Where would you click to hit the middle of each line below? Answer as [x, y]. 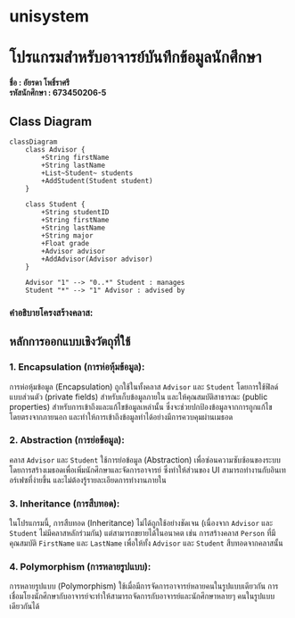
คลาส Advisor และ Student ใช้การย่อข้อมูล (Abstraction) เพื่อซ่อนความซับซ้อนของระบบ [145, 459]
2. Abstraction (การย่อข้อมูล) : [67, 440]
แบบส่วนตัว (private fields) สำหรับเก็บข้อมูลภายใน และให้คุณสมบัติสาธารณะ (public [139, 397]
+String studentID [75, 212]
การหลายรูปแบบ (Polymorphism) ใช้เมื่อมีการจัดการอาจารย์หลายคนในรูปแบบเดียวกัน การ [144, 586]
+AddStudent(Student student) [97, 180]
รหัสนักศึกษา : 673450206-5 [58, 93]
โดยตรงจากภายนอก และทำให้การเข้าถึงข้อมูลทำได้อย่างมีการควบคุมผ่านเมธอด [121, 416]
